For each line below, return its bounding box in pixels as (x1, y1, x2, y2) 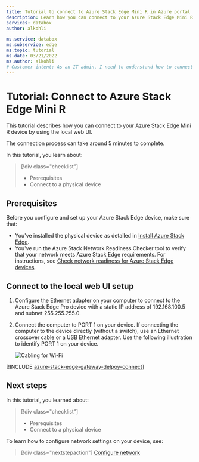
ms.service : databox (6, 36, 58, 42)
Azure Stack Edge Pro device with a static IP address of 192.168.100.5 (14, 303, 186, 310)
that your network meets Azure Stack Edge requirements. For (14, 251, 166, 258)
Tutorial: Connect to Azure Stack (6, 90, 172, 103)
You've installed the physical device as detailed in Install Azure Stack (14, 232, 185, 239)
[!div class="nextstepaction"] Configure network (20, 449, 141, 456)
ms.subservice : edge (6, 42, 58, 48)
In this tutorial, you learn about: (6, 152, 83, 159)
